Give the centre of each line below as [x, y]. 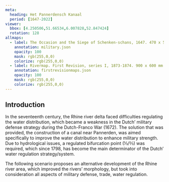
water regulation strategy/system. [40, 154]
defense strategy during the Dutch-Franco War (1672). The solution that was [84, 127]
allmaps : [14, 38]
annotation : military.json [43, 47]
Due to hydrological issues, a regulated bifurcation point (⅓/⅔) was [75, 143]
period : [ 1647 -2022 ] [31, 19]
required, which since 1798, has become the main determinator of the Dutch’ [84, 149]
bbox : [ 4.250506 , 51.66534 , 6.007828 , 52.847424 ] [59, 29]
